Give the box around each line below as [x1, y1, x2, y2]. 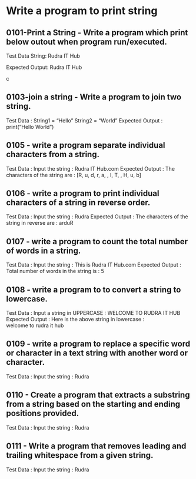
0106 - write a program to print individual [6, 188, 160, 198]
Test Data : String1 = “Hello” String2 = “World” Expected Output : [6, 117, 163, 124]
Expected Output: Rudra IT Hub [6, 64, 82, 71]
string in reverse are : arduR [6, 219, 74, 227]
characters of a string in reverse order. [6, 198, 151, 208]
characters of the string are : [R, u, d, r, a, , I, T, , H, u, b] [6, 171, 141, 178]
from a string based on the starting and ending [6, 399, 181, 410]
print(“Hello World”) [6, 123, 54, 130]
